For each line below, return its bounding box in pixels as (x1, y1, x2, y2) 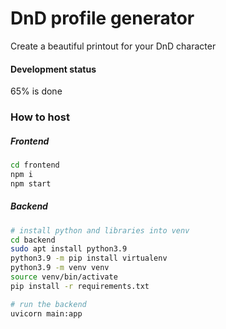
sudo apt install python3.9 (10, 244, 128, 254)
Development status (10, 63, 97, 75)
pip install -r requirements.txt (10, 281, 150, 291)
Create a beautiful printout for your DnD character (10, 40, 217, 52)
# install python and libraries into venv (10, 225, 190, 236)
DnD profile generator (10, 7, 195, 30)
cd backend (10, 235, 56, 245)
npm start (10, 178, 52, 189)
